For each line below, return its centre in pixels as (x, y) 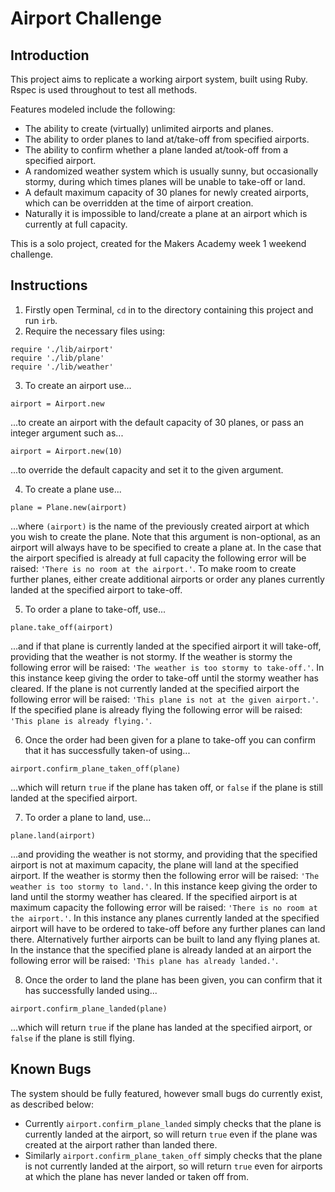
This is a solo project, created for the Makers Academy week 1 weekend (158, 243)
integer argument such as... (67, 433)
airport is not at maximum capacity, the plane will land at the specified (154, 864)
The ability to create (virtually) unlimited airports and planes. (149, 128)
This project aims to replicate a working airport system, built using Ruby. (159, 79)
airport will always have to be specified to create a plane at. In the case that (166, 547)
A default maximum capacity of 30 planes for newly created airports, (167, 192)
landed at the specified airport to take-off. (96, 589)
